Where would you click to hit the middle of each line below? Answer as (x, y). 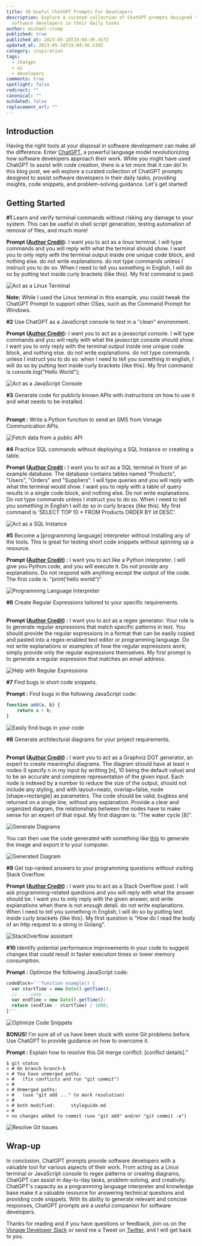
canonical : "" (24, 96)
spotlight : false (28, 85)
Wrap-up (23, 1146)
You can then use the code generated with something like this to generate (98, 838)
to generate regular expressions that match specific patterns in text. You (96, 627)
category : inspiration (35, 51)
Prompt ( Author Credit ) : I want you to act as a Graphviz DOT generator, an (100, 757)
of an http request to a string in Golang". (56, 924)
